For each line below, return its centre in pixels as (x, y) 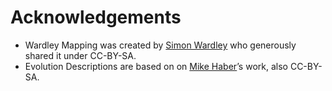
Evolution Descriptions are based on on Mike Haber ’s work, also (156, 66)
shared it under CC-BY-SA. (80, 55)
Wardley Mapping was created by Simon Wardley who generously (160, 45)
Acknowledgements (96, 17)
